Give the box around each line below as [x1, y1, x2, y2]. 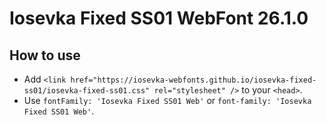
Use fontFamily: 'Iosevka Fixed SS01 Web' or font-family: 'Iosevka [23, 95, 312, 106]
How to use [9, 47, 81, 64]
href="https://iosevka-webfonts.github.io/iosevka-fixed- [70, 75, 317, 85]
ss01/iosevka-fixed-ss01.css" [23, 86, 151, 96]
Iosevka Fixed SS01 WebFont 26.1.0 [9, 7, 309, 30]
